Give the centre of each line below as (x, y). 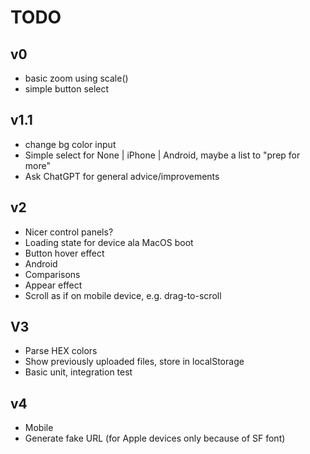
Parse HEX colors (61, 351)
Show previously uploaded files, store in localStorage (134, 362)
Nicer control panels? (69, 232)
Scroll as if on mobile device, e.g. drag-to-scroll (123, 295)
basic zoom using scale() (76, 78)
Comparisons (52, 274)
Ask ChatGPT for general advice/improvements (122, 176)
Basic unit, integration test (78, 372)
